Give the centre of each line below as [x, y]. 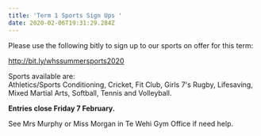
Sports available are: [42, 76]
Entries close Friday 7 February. [61, 108]
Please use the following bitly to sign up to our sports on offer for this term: [131, 45]
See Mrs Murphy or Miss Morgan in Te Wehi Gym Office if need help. [121, 123]
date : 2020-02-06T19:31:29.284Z [61, 23]
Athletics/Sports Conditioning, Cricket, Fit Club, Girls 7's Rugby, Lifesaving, [131, 85]
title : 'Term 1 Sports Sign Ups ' [65, 15]
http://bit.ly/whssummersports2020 [66, 61]
